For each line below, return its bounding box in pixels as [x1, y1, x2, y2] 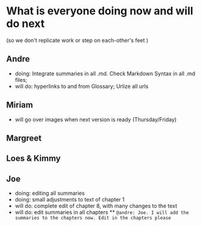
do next [6, 17, 45, 30]
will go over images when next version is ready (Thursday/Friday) [14, 115, 177, 123]
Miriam [6, 100, 33, 110]
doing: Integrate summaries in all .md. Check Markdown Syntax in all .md [14, 70, 196, 77]
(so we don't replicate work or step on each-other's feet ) [6, 36, 149, 44]
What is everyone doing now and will [6, 4, 194, 18]
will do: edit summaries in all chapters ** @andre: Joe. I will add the [14, 209, 189, 216]
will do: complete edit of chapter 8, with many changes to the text [14, 202, 178, 210]
